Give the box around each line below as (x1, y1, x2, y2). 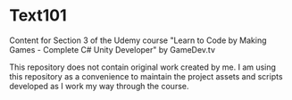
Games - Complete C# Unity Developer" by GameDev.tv (9, 44, 216, 54)
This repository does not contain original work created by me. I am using (9, 62, 277, 72)
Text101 (9, 5, 67, 26)
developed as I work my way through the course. (9, 80, 189, 91)
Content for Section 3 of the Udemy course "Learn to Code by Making (9, 35, 267, 46)
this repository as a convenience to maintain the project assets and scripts (9, 71, 283, 81)
